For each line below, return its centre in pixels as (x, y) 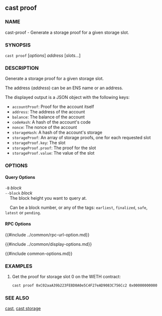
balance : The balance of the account (48, 117)
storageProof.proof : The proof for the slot (54, 148)
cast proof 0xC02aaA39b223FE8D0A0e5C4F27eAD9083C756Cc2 (69, 285)
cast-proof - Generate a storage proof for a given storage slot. (67, 32)
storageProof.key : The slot (39, 143)
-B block (13, 188)
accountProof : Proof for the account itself (53, 107)
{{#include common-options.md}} (39, 253)
